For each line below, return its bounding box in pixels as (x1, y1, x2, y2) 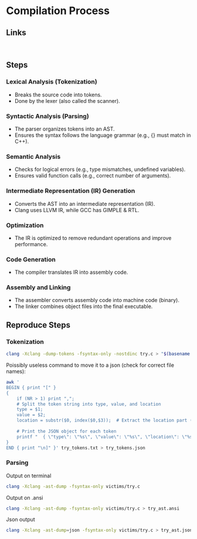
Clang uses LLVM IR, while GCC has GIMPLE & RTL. (14, 206, 140, 213)
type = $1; (16, 407, 43, 413)
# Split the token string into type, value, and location (16, 401, 161, 407)
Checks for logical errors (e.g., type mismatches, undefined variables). (14, 166, 186, 173)
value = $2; (16, 412, 46, 418)
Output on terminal (6, 472, 52, 479)
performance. (14, 240, 48, 247)
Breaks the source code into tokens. (14, 91, 102, 98)
